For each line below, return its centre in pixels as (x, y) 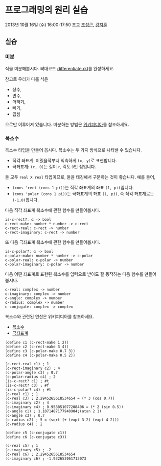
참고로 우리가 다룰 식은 (27, 79)
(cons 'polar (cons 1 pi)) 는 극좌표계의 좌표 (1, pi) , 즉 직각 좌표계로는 (83, 193)
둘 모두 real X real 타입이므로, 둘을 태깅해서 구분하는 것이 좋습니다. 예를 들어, (80, 177)
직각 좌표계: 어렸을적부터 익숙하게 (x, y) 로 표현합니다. (64, 160)
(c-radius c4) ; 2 (24, 424)
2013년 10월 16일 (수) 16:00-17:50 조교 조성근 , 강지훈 (56, 25)
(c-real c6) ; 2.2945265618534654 (40, 454)
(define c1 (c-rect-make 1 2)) (37, 342)
